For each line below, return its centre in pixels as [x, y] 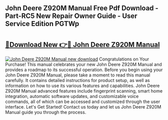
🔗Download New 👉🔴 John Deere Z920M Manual [82, 44]
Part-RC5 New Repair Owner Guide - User [71, 16]
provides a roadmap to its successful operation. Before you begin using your [84, 70]
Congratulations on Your [124, 59]
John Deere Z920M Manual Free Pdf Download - [82, 8]
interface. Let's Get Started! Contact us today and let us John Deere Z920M [83, 107]
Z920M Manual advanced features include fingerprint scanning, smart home [84, 91]
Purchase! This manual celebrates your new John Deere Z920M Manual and [84, 64]
